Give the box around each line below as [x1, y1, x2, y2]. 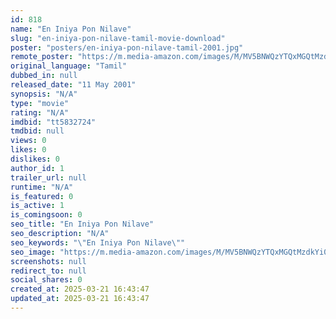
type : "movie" [10, 98, 70, 108]
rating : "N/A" [10, 107, 70, 118]
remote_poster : [10, 52, 74, 62]
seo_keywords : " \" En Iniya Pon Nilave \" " [10, 237, 186, 248]
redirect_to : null [10, 266, 87, 276]
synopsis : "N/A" [10, 89, 78, 99]
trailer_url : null [10, 172, 87, 183]
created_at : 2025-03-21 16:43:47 [10, 284, 150, 295]
